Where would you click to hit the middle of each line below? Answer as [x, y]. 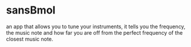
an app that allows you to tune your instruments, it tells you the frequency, [96, 26]
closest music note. [30, 39]
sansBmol [31, 10]
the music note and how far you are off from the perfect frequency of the [95, 32]
